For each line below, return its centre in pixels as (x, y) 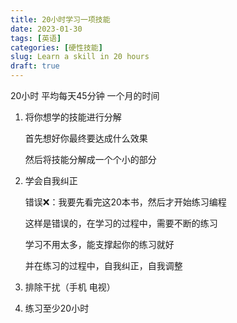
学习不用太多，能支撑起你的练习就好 (99, 244)
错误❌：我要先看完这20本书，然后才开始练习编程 (125, 202)
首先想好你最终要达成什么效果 (86, 138)
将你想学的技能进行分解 (73, 117)
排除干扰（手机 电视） (70, 287)
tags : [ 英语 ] (36, 38)
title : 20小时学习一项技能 (60, 19)
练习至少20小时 (57, 308)
